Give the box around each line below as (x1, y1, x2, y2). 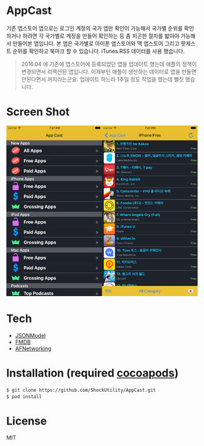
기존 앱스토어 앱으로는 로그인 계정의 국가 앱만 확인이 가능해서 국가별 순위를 (6, 24, 183, 32)
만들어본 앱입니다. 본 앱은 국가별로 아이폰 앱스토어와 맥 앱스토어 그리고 (12, 40, 180, 47)
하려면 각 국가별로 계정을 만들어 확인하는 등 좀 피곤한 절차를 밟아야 (22, 32, 180, 40)
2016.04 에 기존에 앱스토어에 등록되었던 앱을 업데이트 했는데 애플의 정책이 (21, 60, 197, 68)
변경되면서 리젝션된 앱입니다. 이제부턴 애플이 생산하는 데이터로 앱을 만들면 (21, 68, 197, 75)
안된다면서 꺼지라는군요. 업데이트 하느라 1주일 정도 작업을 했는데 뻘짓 (21, 76, 184, 83)
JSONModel (15, 331, 46, 339)
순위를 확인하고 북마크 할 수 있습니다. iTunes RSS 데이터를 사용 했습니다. (12, 47, 185, 55)
